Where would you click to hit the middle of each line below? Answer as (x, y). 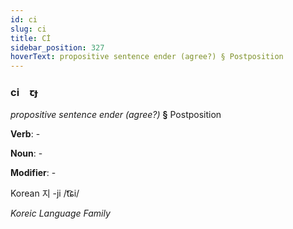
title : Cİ (31, 38)
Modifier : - (33, 173)
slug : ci (28, 29)
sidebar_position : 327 (57, 47)
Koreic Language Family (60, 213)
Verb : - (25, 134)
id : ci (24, 19)
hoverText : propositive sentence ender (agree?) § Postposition (147, 57)
